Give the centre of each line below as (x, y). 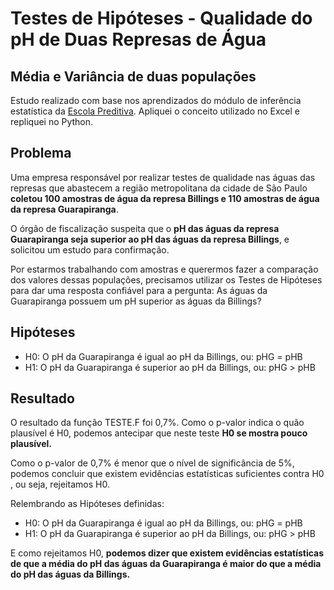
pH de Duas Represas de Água (138, 39)
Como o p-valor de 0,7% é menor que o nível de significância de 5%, (152, 463)
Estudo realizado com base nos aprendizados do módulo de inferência (156, 100)
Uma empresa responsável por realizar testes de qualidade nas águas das (163, 177)
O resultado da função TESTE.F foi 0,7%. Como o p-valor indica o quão (157, 423)
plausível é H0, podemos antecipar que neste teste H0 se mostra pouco (159, 433)
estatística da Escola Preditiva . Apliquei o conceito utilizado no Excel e (155, 111)
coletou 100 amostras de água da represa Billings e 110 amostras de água (165, 198)
